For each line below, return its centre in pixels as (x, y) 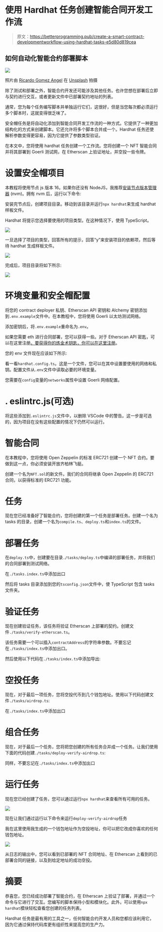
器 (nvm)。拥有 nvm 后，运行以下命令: (43, 193)
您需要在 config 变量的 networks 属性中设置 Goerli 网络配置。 (64, 380)
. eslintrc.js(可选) (40, 401)
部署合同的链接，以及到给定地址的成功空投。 (50, 860)
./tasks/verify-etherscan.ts (39, 632)
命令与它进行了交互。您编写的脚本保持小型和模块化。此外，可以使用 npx (76, 902)
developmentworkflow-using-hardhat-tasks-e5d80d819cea (76, 42)
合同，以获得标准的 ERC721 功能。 (39, 480)
